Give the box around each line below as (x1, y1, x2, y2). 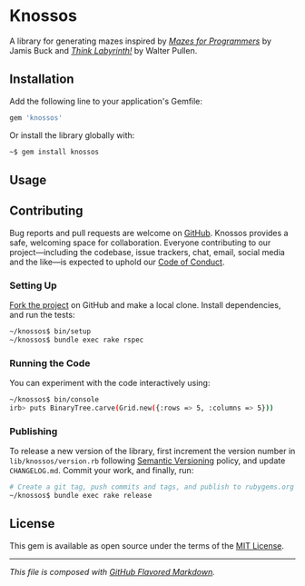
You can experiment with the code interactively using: (9, 378, 211, 389)
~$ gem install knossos (9, 147, 100, 156)
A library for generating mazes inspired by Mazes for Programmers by (9, 35, 272, 46)
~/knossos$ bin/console (9, 395, 100, 404)
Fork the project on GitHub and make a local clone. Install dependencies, (9, 300, 281, 310)
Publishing (9, 424, 58, 437)
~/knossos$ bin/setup (9, 327, 92, 336)
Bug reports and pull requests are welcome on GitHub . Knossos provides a (9, 227, 289, 238)
